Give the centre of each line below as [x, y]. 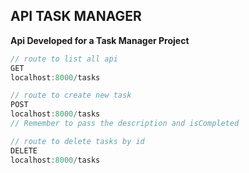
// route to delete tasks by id [77, 141]
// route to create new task [71, 95]
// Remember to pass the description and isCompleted [125, 124]
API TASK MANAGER [76, 16]
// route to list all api [64, 59]
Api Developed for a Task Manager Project [100, 40]
